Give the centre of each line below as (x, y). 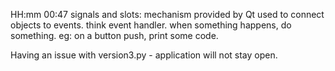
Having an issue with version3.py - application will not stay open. (144, 55)
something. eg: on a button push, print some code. (114, 35)
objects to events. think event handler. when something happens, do (151, 25)
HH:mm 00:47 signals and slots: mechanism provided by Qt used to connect (167, 14)
